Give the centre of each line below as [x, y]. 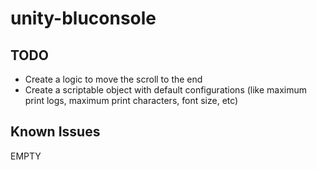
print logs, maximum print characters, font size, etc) [131, 100]
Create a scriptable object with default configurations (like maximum [166, 90]
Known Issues [55, 132]
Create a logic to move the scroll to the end [113, 79]
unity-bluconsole [83, 18]
